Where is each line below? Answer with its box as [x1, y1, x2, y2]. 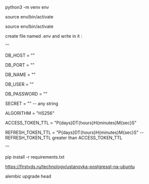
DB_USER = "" [5, 82, 34, 87]
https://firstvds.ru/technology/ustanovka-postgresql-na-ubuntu [5, 164, 135, 170]
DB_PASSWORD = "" [5, 91, 48, 96]
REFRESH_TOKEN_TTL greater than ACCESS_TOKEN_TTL [5, 135, 123, 141]
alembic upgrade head [5, 174, 51, 179]
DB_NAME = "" [5, 72, 36, 78]
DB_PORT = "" [5, 62, 35, 68]
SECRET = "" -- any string [5, 100, 59, 106]
